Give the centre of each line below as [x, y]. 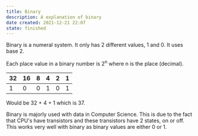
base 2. [15, 51]
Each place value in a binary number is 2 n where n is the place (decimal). [95, 63]
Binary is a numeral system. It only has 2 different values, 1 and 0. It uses [95, 45]
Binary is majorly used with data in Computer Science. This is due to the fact [99, 114]
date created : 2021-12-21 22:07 [46, 22]
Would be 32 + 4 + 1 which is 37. [46, 103]
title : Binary [24, 12]
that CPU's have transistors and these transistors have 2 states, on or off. [95, 120]
